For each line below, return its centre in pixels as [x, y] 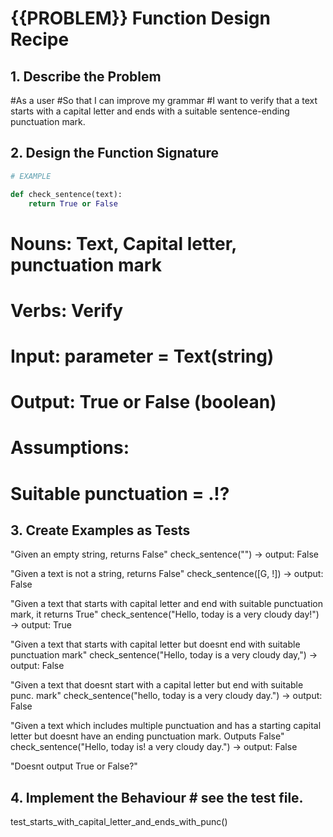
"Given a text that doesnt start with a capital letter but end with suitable [157, 685]
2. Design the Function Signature [115, 153]
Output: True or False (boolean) [143, 402]
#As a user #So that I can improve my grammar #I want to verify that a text [164, 100]
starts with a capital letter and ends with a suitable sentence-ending [150, 111]
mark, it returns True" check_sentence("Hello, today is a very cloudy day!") [165, 614]
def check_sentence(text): [66, 194]
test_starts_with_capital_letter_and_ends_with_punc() [119, 822]
